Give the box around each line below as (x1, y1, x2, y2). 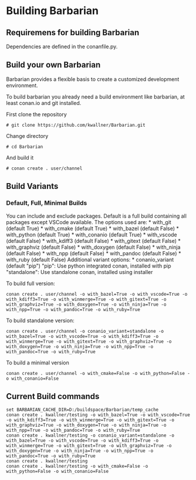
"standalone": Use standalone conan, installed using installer (6, 268, 153, 275)
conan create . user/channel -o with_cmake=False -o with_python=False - (6, 370, 191, 376)
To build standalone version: (6, 317, 75, 324)
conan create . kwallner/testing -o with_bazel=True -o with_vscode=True (6, 412, 191, 418)
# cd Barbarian (6, 144, 43, 150)
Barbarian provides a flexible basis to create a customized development (6, 75, 180, 83)
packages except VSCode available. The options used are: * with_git (6, 218, 171, 225)
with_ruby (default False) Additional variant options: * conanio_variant (6, 256, 174, 263)
